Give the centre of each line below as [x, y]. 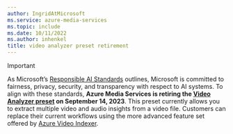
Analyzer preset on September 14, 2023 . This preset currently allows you [114, 101]
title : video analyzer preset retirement [68, 46]
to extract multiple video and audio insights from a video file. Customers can [116, 109]
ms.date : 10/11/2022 [37, 33]
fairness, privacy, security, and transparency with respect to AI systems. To [115, 86]
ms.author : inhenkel [37, 40]
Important [21, 66]
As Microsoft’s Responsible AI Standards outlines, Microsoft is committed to [116, 79]
